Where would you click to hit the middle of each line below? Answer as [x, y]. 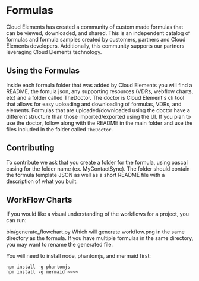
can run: [16, 220]
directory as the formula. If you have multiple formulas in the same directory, [100, 238]
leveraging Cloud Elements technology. [54, 52]
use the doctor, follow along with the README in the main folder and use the [99, 123]
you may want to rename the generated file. [60, 245]
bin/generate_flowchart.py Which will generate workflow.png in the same [96, 232]
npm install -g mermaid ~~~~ [42, 272]
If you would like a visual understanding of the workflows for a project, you [97, 214]
